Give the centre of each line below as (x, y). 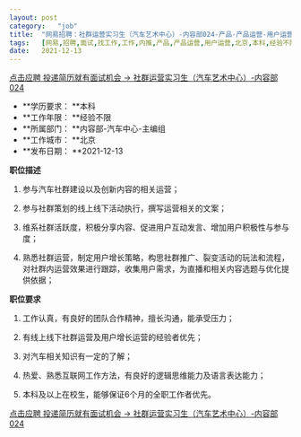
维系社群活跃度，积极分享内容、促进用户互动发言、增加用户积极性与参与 (155, 227)
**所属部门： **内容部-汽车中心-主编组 (94, 129)
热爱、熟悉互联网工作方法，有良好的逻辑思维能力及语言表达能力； (144, 376)
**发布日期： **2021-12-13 (73, 151)
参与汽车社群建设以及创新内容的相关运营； (101, 189)
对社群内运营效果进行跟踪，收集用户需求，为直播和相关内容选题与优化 (152, 269)
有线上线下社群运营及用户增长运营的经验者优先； (112, 337)
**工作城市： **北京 (59, 140)
